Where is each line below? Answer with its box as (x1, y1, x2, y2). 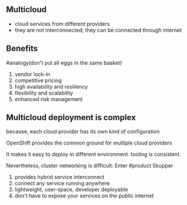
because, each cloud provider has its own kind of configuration (6, 128, 160, 135)
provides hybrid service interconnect (14, 173, 105, 181)
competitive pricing (14, 76, 62, 84)
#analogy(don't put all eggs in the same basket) (6, 59, 122, 66)
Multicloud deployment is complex (6, 113, 136, 123)
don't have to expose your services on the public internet (14, 192, 154, 199)
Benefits (6, 43, 38, 53)
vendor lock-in (14, 70, 50, 78)
